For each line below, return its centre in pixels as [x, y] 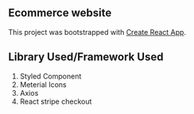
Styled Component [50, 76]
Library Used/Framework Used [86, 57]
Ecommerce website [60, 13]
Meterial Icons [43, 84]
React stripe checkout [56, 101]
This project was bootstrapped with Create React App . [97, 32]
